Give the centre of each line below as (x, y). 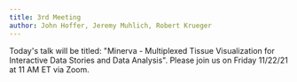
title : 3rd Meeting (45, 17)
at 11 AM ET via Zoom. (50, 69)
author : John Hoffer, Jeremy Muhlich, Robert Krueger (111, 26)
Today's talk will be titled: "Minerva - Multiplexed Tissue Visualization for (142, 50)
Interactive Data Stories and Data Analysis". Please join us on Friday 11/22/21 (148, 60)
